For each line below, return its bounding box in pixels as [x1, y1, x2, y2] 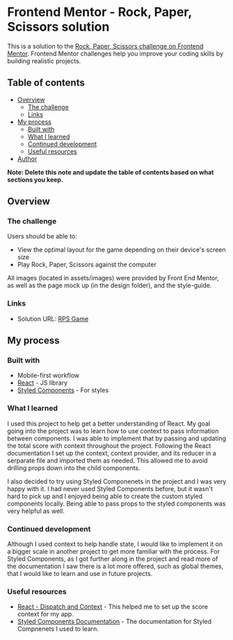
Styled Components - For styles [17, 386, 109, 394]
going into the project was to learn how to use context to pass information [7, 426, 219, 435]
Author [17, 154, 38, 163]
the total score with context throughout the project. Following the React [7, 441, 211, 449]
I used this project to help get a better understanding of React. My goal [7, 419, 211, 428]
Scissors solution [7, 19, 110, 35]
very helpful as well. [7, 506, 65, 515]
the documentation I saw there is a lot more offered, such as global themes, [7, 562, 224, 570]
